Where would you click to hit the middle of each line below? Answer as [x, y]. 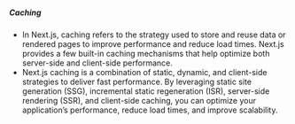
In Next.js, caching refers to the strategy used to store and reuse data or [154, 35]
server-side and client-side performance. [97, 63]
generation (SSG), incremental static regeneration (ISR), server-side [146, 91]
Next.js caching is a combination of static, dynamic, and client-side [144, 72]
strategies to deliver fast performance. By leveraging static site [137, 81]
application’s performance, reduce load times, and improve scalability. [150, 110]
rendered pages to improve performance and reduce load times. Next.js [153, 43]
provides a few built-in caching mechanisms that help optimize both [146, 53]
